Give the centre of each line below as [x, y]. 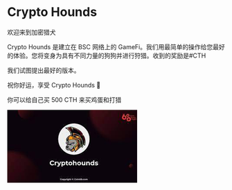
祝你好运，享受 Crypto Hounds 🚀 [54, 85]
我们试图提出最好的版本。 [44, 70]
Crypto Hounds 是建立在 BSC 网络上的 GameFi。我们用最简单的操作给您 [110, 46]
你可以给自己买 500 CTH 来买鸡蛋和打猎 [64, 100]
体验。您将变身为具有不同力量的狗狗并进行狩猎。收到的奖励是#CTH [109, 55]
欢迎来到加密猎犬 [32, 32]
